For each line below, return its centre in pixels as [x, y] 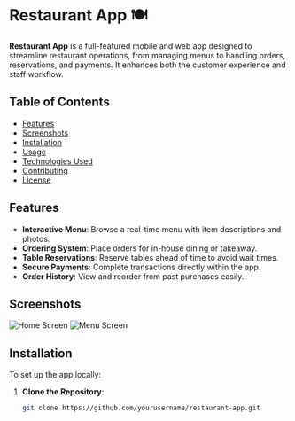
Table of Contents [60, 102]
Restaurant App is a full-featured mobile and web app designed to [131, 46]
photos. [36, 238]
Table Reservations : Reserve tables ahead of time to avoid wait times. [150, 257]
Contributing [45, 170]
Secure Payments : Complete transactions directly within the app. [141, 267]
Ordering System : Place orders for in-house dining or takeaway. [140, 248]
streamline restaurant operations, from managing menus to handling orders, [147, 55]
